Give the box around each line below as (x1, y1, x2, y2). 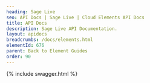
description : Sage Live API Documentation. (6, 25, 118, 32)
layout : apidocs (6, 31, 47, 37)
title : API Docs (6, 20, 47, 26)
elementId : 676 (6, 43, 45, 49)
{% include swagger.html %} (6, 70, 78, 77)
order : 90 (6, 54, 31, 60)
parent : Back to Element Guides (6, 48, 88, 54)
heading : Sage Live (6, 8, 56, 15)
